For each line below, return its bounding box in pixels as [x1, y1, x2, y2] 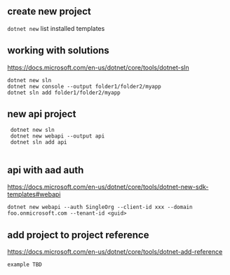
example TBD [7, 261, 42, 269]
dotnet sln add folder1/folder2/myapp [7, 89, 121, 96]
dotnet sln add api [10, 139, 68, 146]
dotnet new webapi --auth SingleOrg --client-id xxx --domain [7, 203, 193, 211]
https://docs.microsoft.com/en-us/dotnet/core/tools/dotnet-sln [7, 63, 189, 72]
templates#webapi [7, 190, 61, 199]
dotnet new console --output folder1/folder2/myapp [7, 83, 161, 90]
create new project [7, 6, 91, 18]
